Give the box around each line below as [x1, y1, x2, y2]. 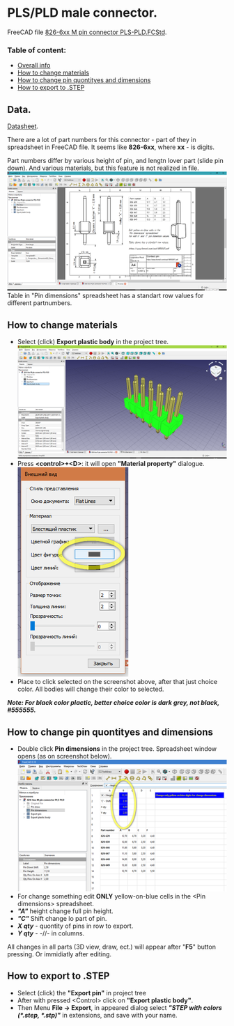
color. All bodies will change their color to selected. [17, 685, 164, 694]
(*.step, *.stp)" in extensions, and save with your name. [17, 1011, 178, 1019]
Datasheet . [7, 122, 39, 130]
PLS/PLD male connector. [7, 5, 158, 21]
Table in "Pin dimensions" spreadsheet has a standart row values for [7, 291, 204, 300]
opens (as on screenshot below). [17, 752, 112, 761]
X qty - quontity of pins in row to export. [17, 922, 134, 931]
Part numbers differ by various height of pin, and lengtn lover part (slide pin [7, 157, 224, 165]
